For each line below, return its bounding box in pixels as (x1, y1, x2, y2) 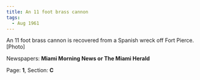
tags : (6, 15, 20, 21)
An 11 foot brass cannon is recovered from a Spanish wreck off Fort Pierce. (6, 37, 195, 44)
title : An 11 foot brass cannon (6, 8, 88, 15)
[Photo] (6, 43, 26, 50)
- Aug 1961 (12, 20, 40, 26)
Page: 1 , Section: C (6, 67, 54, 74)
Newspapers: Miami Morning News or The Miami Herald (6, 55, 151, 62)
